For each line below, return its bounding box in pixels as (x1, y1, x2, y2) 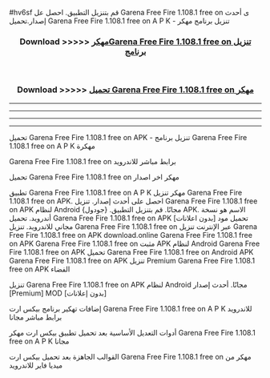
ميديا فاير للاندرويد (9, 360, 63, 370)
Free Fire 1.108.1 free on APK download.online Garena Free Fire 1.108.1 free (9, 230, 253, 239)
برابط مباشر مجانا (9, 312, 62, 322)
